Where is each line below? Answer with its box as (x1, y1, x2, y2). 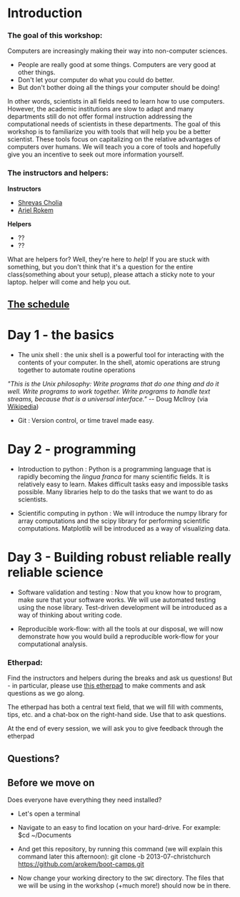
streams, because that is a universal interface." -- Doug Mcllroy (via (7, 395, 209, 404)
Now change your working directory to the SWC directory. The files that (17, 873, 224, 883)
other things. (17, 68, 56, 76)
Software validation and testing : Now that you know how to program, (17, 588, 222, 596)
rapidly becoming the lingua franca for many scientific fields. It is (17, 473, 210, 481)
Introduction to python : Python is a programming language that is (17, 465, 212, 473)
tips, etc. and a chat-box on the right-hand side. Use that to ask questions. (7, 711, 226, 719)
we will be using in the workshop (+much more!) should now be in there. (17, 881, 231, 890)
